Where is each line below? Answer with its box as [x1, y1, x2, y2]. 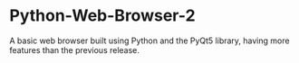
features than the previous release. [9, 44, 140, 55]
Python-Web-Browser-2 [9, 5, 197, 26]
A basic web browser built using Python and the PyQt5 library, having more [9, 35, 290, 46]
